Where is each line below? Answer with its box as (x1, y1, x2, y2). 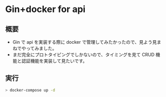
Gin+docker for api (5, 4, 86, 15)
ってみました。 (26, 45, 57, 51)
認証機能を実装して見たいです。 (21, 58, 87, 64)
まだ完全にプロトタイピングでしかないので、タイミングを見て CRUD (12, 52, 155, 57)
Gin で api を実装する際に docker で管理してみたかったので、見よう (12, 39, 153, 45)
